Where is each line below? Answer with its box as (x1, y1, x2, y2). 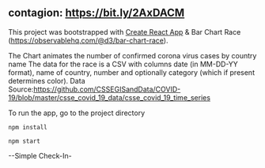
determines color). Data (8, 76, 85, 85)
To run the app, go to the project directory (8, 108, 146, 118)
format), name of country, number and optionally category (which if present (8, 67, 256, 77)
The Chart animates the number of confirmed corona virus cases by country (8, 50, 257, 60)
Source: (8, 84, 34, 94)
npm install (8, 123, 47, 131)
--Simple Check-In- (8, 151, 73, 160)
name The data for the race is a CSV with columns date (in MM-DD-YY (8, 59, 239, 69)
